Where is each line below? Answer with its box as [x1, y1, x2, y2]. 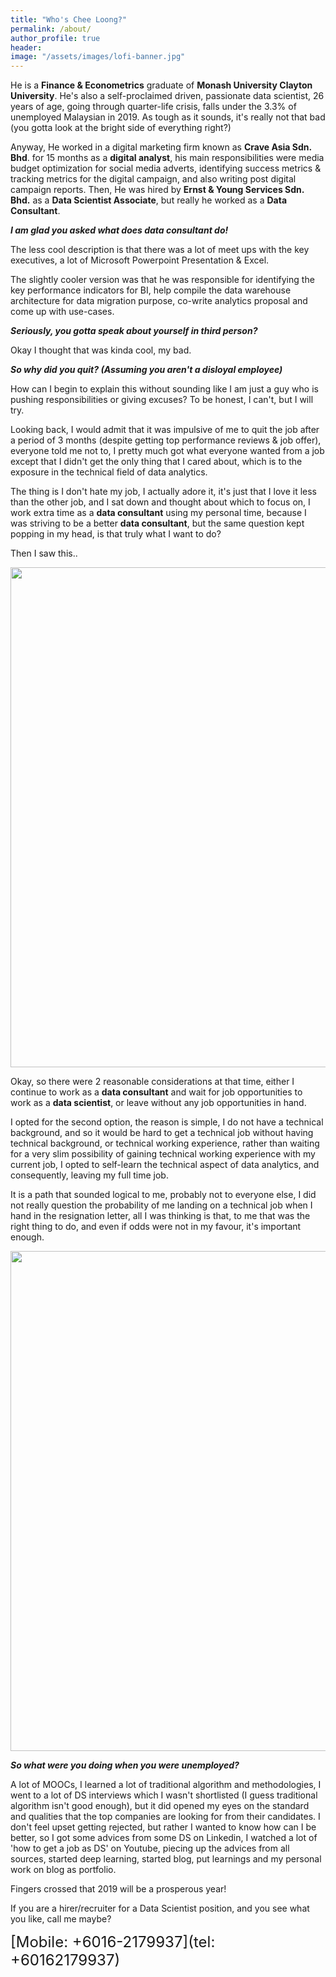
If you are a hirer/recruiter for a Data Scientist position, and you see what [10, 1902, 310, 1915]
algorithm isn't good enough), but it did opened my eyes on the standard [10, 1800, 310, 1812]
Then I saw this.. [10, 547, 78, 560]
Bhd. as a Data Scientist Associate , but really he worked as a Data [10, 194, 288, 206]
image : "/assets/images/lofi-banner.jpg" [10, 52, 186, 62]
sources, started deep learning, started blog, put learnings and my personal [10, 1853, 322, 1865]
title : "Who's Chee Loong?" [10, 14, 128, 25]
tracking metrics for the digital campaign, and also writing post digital [10, 173, 297, 185]
